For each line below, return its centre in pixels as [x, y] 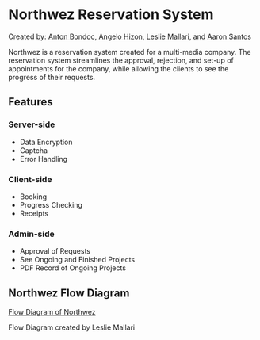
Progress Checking [51, 204]
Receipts [34, 213]
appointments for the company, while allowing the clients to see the [119, 68]
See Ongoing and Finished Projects [77, 260]
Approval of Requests [55, 251]
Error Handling [44, 159]
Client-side [30, 179]
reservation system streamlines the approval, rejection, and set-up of [121, 60]
